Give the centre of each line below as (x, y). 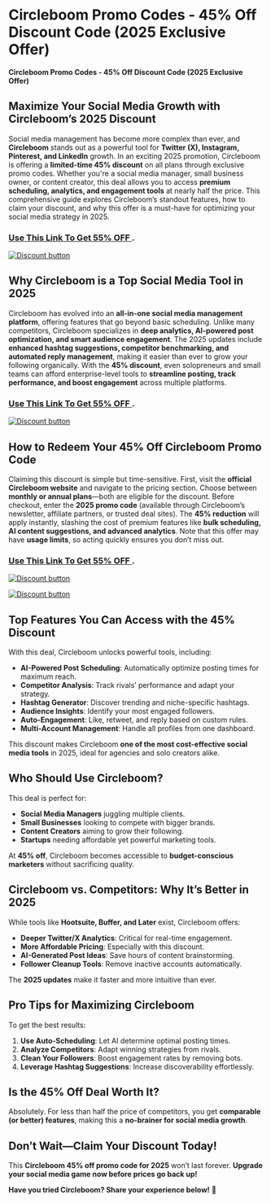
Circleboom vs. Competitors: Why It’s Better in (129, 890)
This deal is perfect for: (48, 798)
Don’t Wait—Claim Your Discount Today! (113, 1146)
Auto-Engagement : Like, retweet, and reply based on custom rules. (134, 720)
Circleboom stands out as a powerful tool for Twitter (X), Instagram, (124, 147)
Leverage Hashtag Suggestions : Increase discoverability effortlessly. (137, 1066)
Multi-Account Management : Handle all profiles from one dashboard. (138, 728)
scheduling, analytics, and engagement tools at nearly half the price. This (134, 190)
